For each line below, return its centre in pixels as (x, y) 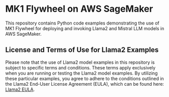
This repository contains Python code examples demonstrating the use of (82, 23)
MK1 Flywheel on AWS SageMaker (79, 9)
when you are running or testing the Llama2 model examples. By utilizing (81, 73)
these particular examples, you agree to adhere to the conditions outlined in (85, 78)
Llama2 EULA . (20, 89)
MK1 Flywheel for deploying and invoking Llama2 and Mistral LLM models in (85, 28)
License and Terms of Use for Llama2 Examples (82, 50)
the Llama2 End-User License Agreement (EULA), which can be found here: (85, 84)
